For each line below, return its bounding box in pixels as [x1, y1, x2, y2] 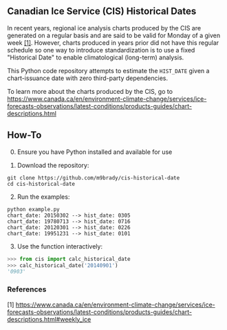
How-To [7, 129, 42, 141]
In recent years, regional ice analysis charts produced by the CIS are [7, 23, 202, 32]
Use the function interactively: [17, 242, 103, 251]
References [7, 284, 47, 294]
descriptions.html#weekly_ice [7, 315, 91, 323]
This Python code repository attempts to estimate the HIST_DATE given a [7, 66, 210, 75]
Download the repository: [17, 161, 89, 169]
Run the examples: [17, 193, 70, 201]
